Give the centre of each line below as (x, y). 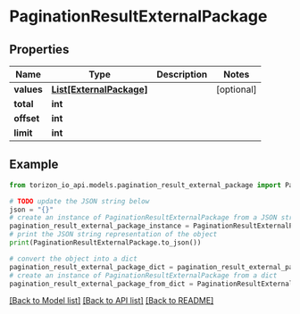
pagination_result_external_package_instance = (100, 226)
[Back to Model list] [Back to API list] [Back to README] (112, 301)
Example (34, 165)
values (28, 89)
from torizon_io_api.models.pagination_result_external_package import (145, 185)
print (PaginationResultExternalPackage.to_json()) (105, 243)
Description (182, 74)
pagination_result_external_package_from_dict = (101, 284)
